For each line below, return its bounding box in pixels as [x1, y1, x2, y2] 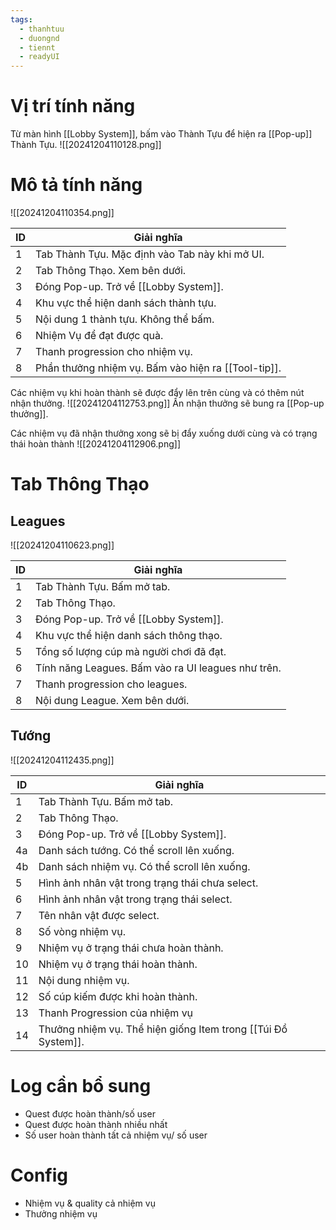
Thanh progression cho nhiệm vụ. [35, 345, 193, 358]
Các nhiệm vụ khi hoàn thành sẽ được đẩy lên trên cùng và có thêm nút [10, 387, 305, 398]
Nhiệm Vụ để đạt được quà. [35, 329, 164, 342]
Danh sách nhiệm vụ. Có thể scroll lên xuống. [38, 859, 251, 873]
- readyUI [19, 52, 60, 62]
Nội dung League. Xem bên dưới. [35, 694, 190, 707]
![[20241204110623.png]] [10, 539, 115, 551]
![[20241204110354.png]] [10, 207, 115, 218]
